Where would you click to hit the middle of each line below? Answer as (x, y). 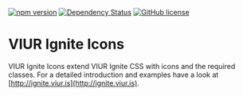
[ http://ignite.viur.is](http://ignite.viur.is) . (74, 83)
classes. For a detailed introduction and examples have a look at (114, 75)
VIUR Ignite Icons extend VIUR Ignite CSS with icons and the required (122, 66)
